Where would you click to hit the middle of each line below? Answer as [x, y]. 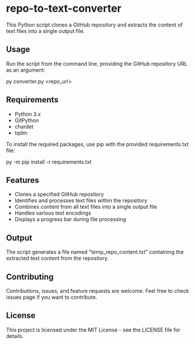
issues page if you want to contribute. [52, 297]
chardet [24, 126]
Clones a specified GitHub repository [59, 194]
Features [23, 180]
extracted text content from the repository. [57, 258]
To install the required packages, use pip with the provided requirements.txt [97, 144]
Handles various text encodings [53, 213]
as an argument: [26, 70]
